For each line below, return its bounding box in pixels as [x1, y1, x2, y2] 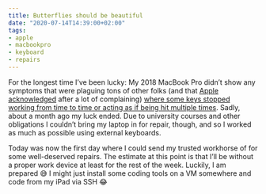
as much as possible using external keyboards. [8, 127, 161, 137]
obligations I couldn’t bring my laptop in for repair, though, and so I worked [8, 120, 252, 129]
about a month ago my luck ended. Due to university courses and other [8, 111, 241, 120]
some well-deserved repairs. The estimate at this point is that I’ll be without [8, 151, 253, 161]
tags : [8, 26, 26, 34]
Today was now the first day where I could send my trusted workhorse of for [8, 143, 258, 153]
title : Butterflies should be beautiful [8, 11, 144, 20]
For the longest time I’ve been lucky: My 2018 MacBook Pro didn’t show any [8, 77, 256, 87]
